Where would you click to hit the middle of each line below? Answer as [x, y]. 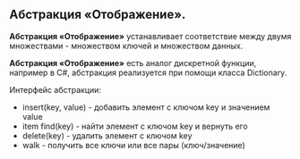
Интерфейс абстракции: [55, 89]
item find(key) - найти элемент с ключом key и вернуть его [135, 126]
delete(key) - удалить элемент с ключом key [107, 135]
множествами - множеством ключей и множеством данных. [126, 46]
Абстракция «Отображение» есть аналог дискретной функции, [133, 63]
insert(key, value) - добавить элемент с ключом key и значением [146, 107]
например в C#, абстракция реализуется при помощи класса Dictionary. [148, 72]
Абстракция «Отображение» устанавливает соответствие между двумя [150, 36]
